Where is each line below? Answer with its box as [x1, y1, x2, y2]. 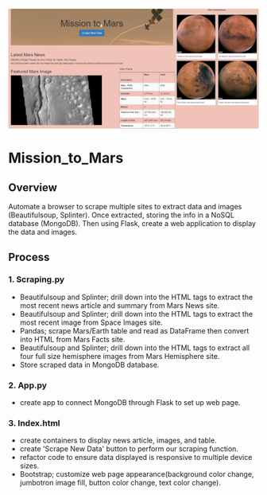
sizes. [19, 461, 40, 470]
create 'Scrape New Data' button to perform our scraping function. [19, 444, 238, 454]
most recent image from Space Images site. [19, 318, 163, 327]
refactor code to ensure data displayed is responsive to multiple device [19, 453, 253, 462]
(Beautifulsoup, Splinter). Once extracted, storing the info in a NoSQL [8, 210, 234, 220]
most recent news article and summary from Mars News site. [19, 300, 220, 310]
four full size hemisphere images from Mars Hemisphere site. [19, 351, 220, 361]
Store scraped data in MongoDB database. [19, 360, 160, 369]
